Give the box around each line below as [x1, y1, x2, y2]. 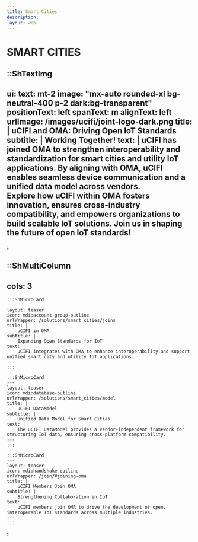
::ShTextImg [7, 69, 53, 79]
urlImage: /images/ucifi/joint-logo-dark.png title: [7, 117, 193, 127]
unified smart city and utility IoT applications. [7, 353, 135, 359]
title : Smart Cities [7, 8, 58, 15]
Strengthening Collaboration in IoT [17, 493, 108, 500]
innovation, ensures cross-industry [7, 200, 140, 211]
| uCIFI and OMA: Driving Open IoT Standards [7, 126, 177, 136]
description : [7, 14, 39, 20]
